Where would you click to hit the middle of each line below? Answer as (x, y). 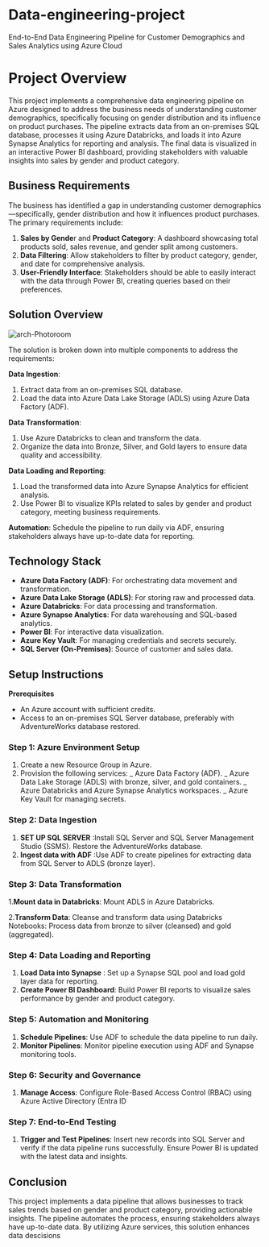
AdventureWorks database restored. (80, 727)
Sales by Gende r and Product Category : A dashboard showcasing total (139, 238)
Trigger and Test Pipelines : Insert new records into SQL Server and (132, 1139)
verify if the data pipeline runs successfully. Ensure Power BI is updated (139, 1148)
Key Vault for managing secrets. (73, 799)
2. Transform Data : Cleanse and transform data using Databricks (116, 918)
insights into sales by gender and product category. (94, 160)
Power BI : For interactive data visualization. (92, 632)
